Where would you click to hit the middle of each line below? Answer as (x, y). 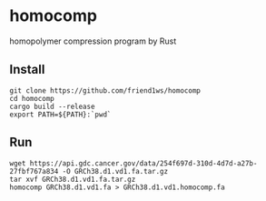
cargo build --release (52, 106)
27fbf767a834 (34, 171)
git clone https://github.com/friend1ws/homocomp (105, 90)
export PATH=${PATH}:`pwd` (60, 115)
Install (27, 70)
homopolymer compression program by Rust (93, 41)
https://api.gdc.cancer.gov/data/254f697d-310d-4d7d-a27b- (143, 163)
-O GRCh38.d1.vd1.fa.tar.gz (115, 171)
